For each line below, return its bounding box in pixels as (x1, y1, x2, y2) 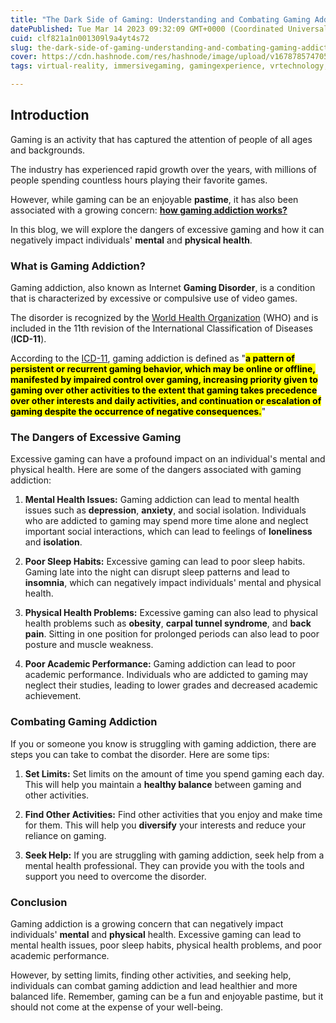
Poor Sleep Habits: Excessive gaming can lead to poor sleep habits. (24, 556, 306, 568)
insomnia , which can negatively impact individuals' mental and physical (24, 577, 322, 589)
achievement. (24, 690, 82, 702)
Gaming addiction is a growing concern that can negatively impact (10, 918, 284, 930)
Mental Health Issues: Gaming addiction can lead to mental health (24, 494, 300, 506)
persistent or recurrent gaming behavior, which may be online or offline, (10, 363, 316, 375)
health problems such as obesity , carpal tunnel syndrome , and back (24, 617, 312, 630)
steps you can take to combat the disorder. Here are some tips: (10, 748, 270, 760)
